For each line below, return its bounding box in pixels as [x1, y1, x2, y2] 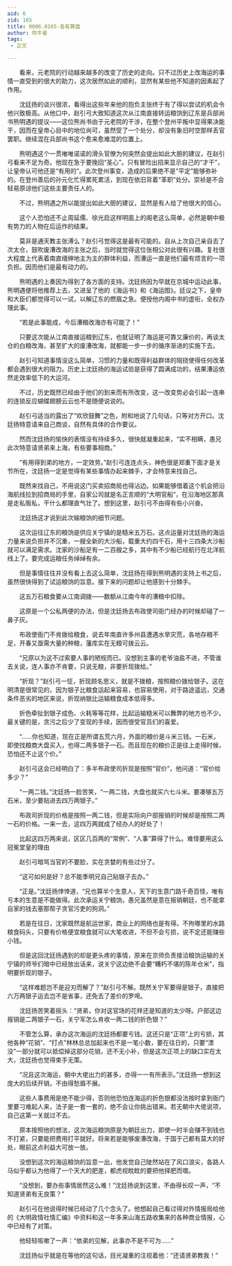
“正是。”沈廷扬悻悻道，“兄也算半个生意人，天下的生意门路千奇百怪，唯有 [19, 887, 224, 895]
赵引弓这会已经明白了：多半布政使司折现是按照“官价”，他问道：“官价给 [19, 764, 221, 772]
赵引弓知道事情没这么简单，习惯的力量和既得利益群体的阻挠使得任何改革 [19, 356, 225, 364]
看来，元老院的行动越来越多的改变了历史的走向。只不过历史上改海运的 [19, 68, 219, 76]
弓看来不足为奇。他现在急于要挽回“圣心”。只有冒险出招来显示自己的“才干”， [7, 158, 224, 166]
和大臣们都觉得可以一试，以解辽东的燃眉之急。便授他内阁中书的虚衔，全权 [7, 295, 219, 303]
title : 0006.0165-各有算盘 [7, 23, 81, 30]
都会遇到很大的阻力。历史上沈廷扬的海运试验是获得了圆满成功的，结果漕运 [7, 365, 219, 373]
